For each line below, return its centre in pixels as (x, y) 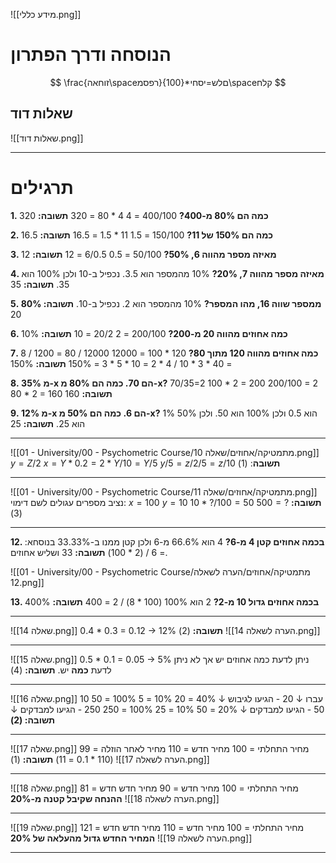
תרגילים (42, 187)
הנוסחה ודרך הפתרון (91, 55)
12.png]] (27, 582)
